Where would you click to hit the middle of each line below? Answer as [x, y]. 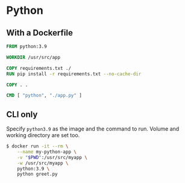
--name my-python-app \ [47, 152]
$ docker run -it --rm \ [37, 146]
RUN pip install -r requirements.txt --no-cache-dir [74, 74]
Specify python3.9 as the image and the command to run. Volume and [93, 129]
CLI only [22, 114]
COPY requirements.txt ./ [39, 68]
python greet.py [38, 174]
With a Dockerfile [40, 33]
